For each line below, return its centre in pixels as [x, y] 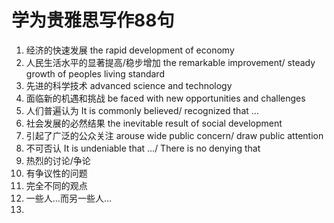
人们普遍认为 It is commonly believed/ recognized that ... [142, 110]
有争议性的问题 [56, 173]
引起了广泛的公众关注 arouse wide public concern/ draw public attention [174, 135]
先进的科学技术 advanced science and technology [129, 85]
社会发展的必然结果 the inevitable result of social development [154, 123]
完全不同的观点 [56, 185]
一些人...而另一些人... [68, 198]
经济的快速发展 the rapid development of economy [130, 50]
